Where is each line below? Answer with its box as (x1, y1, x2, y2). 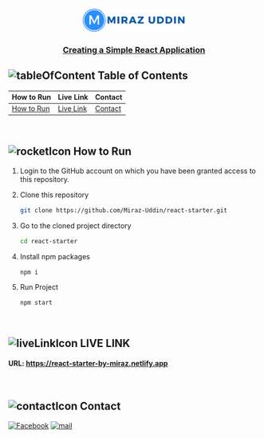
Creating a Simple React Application (62, 44, 206, 55)
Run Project (19, 282, 58, 292)
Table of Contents (97, 69, 189, 83)
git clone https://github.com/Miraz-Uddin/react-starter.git (19, 206, 228, 215)
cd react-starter (19, 237, 78, 245)
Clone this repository (19, 190, 89, 199)
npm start (19, 299, 53, 307)
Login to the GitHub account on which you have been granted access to (19, 166, 257, 176)
